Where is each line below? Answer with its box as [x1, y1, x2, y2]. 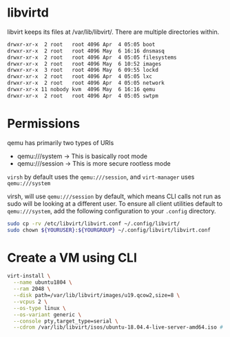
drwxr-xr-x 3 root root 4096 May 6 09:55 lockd [7, 67, 158, 74]
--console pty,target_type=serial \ [13, 318, 118, 325]
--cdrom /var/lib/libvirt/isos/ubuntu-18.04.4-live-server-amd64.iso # [13, 324, 224, 331]
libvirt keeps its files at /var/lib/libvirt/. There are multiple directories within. [7, 28, 220, 36]
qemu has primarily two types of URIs [7, 138, 114, 146]
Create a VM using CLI [7, 250, 138, 265]
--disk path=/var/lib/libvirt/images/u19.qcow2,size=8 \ [13, 292, 180, 299]
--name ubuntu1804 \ [13, 279, 72, 286]
